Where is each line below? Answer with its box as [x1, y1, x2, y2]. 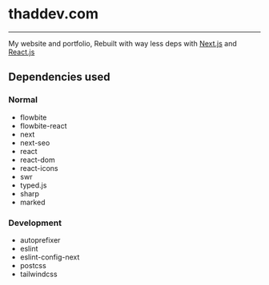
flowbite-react [19, 121, 67, 130]
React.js [8, 47, 35, 57]
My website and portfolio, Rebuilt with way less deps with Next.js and [8, 38, 238, 48]
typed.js [19, 180, 47, 190]
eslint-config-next [19, 252, 80, 262]
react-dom [19, 155, 55, 164]
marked [19, 197, 46, 207]
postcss [19, 260, 46, 270]
